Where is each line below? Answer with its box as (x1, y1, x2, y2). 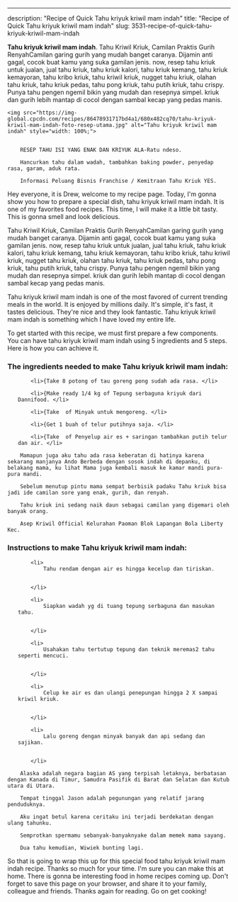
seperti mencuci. (17, 652, 69, 659)
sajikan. (17, 738, 44, 746)
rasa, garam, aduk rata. (7, 165, 81, 172)
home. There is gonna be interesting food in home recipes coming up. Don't (7, 872, 229, 880)
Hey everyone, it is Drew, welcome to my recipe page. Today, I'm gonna (7, 190, 217, 198)
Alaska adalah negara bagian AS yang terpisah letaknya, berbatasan (20, 769, 227, 777)
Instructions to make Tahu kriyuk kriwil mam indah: (7, 543, 188, 553)
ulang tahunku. (7, 819, 52, 826)
